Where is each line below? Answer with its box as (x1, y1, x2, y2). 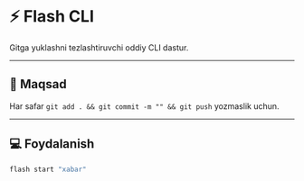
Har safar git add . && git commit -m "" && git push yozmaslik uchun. (9, 100, 280, 112)
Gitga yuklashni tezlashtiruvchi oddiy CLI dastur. (9, 41, 189, 53)
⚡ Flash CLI (9, 6, 95, 27)
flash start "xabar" (9, 165, 88, 174)
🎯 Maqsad (9, 77, 67, 92)
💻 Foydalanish (9, 136, 95, 152)
